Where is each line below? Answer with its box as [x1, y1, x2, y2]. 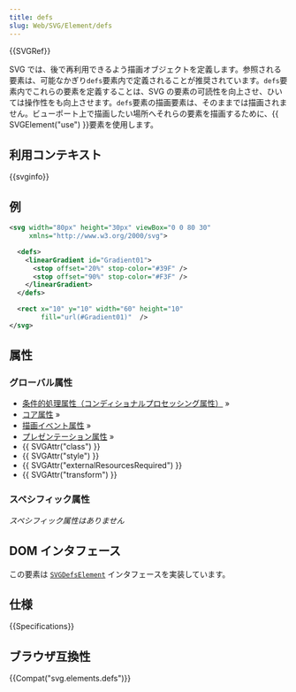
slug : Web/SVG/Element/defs [9, 21, 113, 30]
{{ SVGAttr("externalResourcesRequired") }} [21, 460, 183, 471]
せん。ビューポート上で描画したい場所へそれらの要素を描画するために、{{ [9, 108, 279, 119]
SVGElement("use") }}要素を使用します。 [9, 119, 159, 129]
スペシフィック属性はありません [9, 515, 125, 526]
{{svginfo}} [9, 172, 50, 182]
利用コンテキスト [9, 147, 102, 162]
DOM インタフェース [9, 543, 121, 558]
